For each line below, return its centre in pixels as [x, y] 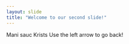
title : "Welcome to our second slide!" [57, 17]
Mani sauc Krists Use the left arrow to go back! [65, 34]
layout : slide [24, 12]
